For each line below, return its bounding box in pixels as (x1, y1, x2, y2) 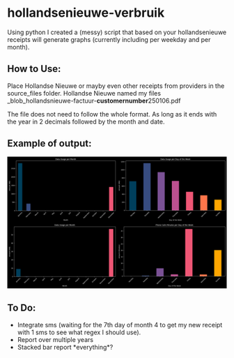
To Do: (7, 302, 36, 314)
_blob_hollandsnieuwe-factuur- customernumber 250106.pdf (7, 96, 181, 105)
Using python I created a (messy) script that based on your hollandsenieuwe (7, 28, 227, 36)
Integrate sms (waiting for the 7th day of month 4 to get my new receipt (17, 320, 223, 329)
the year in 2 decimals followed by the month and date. (7, 117, 165, 126)
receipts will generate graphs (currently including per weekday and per (7, 35, 211, 43)
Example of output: (7, 137, 92, 149)
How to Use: (7, 63, 61, 75)
